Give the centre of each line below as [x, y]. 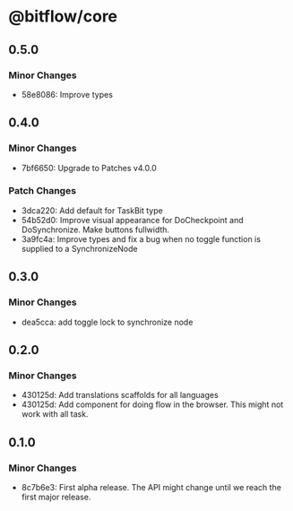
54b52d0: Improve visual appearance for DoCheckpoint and [132, 220]
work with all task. [55, 414]
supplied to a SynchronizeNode [79, 248]
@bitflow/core [63, 17]
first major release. [56, 497]
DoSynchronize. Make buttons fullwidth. [95, 230]
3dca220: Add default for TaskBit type [92, 210]
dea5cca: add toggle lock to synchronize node [107, 322]
